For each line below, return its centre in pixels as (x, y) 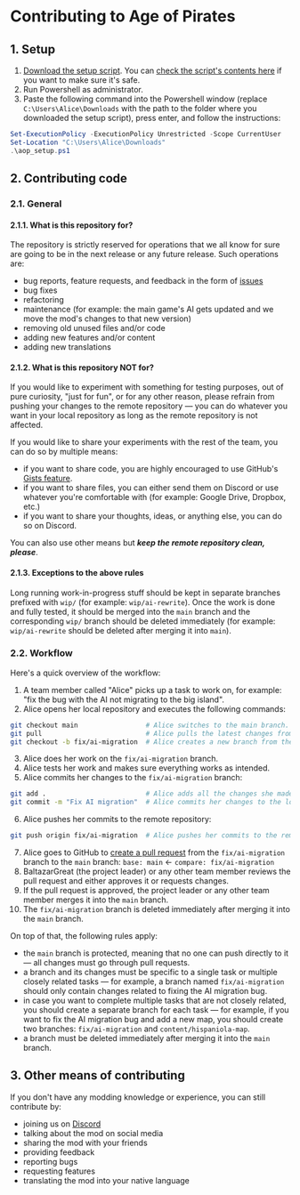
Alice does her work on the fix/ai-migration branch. (121, 759)
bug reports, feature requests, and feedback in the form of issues (143, 281)
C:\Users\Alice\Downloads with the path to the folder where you (140, 108)
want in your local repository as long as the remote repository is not (134, 416)
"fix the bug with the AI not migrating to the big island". (124, 699)
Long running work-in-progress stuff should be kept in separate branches (146, 593)
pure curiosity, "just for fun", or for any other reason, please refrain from (142, 397)
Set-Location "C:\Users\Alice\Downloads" (88, 142)
